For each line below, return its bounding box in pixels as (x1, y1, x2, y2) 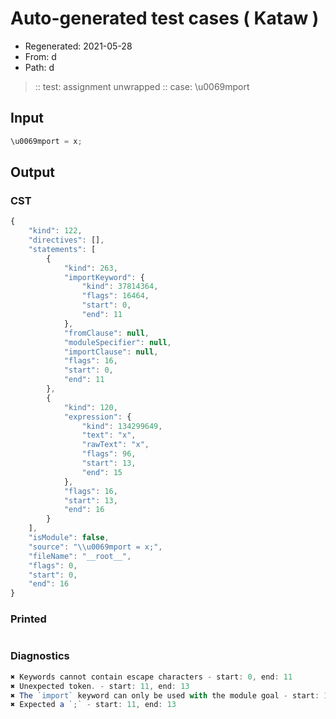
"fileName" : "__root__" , (28, 551, 132, 561)
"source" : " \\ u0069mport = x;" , (28, 542, 163, 552)
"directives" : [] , (28, 235, 105, 246)
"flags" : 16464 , (81, 291, 150, 301)
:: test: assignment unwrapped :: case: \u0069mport (34, 80, 250, 92)
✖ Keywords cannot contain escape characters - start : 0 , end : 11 (10, 672, 293, 682)
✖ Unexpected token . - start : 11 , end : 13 (10, 681, 190, 691)
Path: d (24, 61, 55, 73)
